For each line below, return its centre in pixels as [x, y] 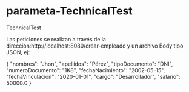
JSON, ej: [18, 52]
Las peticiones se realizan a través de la [56, 39]
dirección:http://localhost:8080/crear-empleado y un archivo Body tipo [95, 46]
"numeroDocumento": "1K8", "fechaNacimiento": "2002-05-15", [86, 70]
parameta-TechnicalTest [70, 11]
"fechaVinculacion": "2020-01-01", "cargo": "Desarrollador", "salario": [93, 76]
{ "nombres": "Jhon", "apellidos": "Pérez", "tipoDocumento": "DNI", [90, 64]
